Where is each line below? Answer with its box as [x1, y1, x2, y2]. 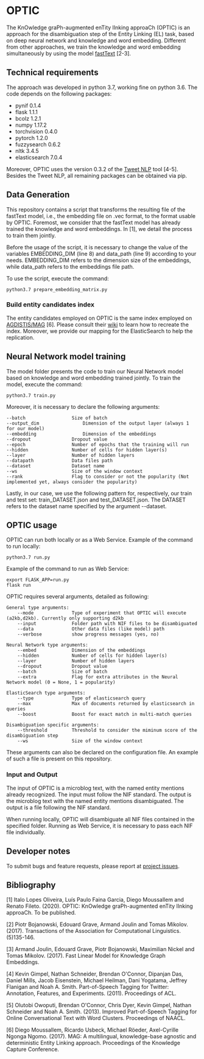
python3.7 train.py [6, 392, 56, 398]
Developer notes [6, 846, 71, 857]
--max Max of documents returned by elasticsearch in [17, 701, 195, 707]
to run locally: [6, 543, 41, 550]
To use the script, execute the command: [6, 275, 110, 282]
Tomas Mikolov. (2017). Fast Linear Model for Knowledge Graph [6, 952, 166, 960]
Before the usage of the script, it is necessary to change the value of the [6, 243, 188, 250]
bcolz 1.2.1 [15, 115, 41, 122]
